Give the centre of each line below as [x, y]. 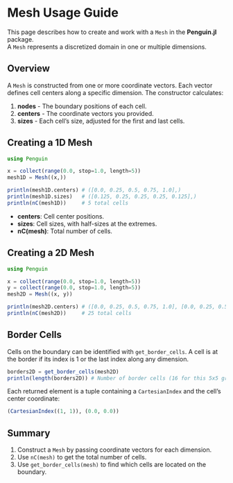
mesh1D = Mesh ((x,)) [37, 178]
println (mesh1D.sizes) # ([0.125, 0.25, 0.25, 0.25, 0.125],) [102, 197]
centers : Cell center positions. [61, 216]
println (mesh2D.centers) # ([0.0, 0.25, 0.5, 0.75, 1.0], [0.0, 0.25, [111, 307]
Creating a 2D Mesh [51, 253]
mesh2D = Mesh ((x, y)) [40, 294]
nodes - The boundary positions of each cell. [82, 106]
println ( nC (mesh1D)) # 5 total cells [68, 203]
